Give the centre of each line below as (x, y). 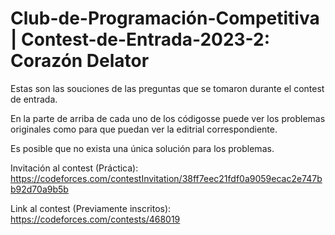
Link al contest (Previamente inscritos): (91, 208)
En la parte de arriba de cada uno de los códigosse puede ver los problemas (168, 118)
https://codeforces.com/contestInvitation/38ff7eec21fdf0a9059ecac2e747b (166, 178)
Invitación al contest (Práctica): (74, 168)
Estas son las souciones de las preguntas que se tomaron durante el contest (167, 88)
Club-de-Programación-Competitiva (165, 18)
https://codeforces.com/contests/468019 (95, 219)
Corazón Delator (80, 61)
